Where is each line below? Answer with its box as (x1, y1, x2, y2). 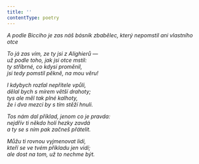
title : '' (7, 9, 32, 15)
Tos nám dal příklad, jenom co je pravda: (7, 113, 111, 120)
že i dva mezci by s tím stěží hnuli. (7, 100, 94, 108)
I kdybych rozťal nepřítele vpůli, (7, 81, 86, 89)
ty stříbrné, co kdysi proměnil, (7, 62, 83, 70)
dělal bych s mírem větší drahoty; (7, 88, 91, 95)
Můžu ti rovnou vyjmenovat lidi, (7, 137, 86, 144)
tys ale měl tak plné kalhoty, (7, 94, 78, 102)
